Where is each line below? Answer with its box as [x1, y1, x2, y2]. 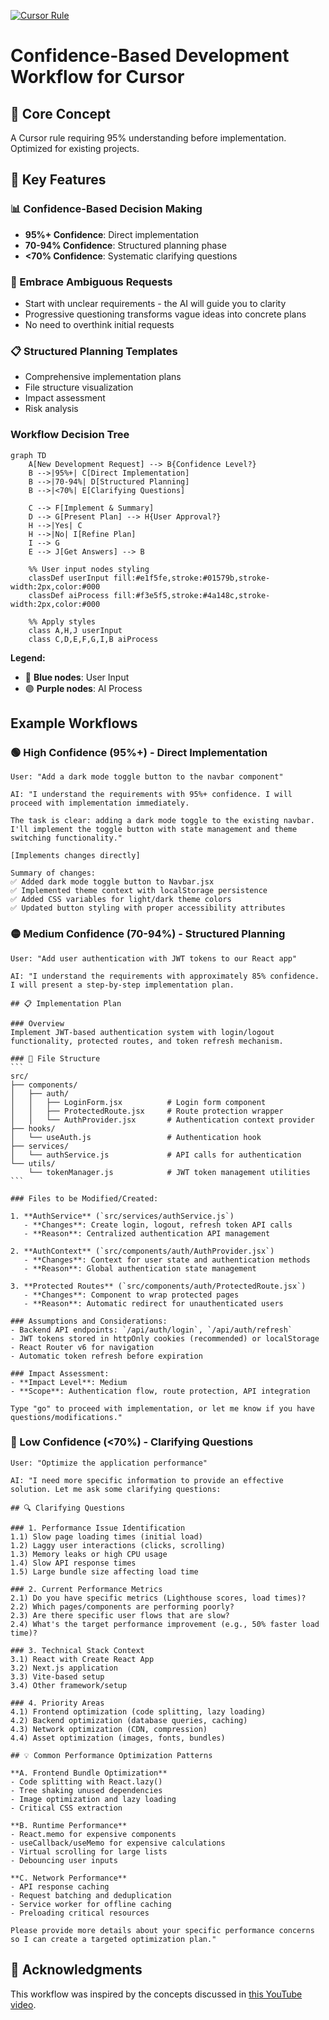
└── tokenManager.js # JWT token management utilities [28, 1167, 311, 1177]
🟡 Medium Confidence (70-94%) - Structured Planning [10, 927, 286, 941]
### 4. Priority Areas [10, 1698, 105, 1708]
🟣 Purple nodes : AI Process [24, 682, 143, 694]
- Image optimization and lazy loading [10, 1794, 177, 1804]
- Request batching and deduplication [10, 1890, 172, 1900]
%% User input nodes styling [28, 564, 150, 574]
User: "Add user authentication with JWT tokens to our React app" [10, 953, 298, 964]
